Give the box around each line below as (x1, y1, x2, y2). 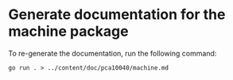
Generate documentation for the (8, 6, 226, 24)
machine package (8, 22, 129, 40)
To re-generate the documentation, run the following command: (8, 48, 217, 58)
